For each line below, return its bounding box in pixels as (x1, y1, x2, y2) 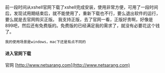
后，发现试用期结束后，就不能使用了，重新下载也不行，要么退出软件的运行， (5, 10, 161, 16)
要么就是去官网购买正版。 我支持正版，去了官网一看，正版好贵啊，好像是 (5, 17, 153, 22)
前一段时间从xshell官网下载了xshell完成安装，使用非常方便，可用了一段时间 (5, 4, 159, 10)
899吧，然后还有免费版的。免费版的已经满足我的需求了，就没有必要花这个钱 (5, 23, 160, 28)
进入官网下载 (5, 50, 31, 56)
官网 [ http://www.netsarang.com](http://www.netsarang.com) (5, 62, 130, 68)
